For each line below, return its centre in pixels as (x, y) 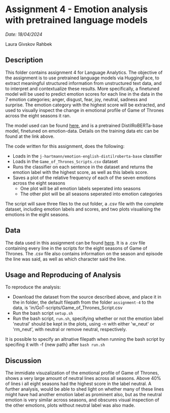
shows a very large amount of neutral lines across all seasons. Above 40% (83, 378)
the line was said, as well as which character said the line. (66, 259)
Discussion (23, 360)
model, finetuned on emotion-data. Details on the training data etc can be (82, 131)
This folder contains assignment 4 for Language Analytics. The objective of (84, 72)
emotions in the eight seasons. (37, 214)
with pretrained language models (77, 20)
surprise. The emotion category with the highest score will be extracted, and (85, 105)
